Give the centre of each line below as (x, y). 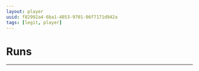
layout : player (25, 11)
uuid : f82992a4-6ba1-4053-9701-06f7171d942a (62, 17)
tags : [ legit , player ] (34, 22)
